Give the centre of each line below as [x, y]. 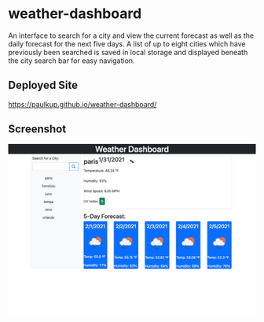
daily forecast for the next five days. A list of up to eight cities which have [127, 43]
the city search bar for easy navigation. [71, 61]
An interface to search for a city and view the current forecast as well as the [131, 35]
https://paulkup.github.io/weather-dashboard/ [82, 104]
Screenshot [37, 130]
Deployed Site [43, 85]
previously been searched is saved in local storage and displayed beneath [128, 52]
